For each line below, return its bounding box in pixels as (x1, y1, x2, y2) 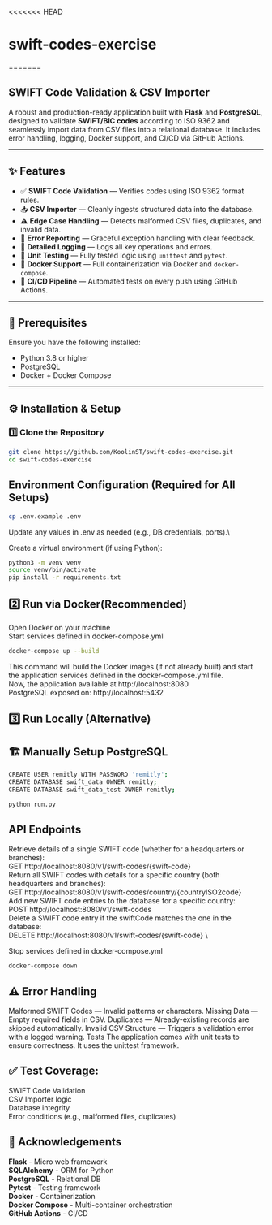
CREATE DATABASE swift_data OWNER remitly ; (8, 777, 158, 786)
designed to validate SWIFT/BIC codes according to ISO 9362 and (8, 115, 231, 125)
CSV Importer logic (8, 1094, 72, 1104)
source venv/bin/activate (8, 566, 96, 574)
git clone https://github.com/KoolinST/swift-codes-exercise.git (8, 448, 233, 457)
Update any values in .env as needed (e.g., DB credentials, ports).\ (8, 527, 231, 537)
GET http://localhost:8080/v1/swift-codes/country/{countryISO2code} (8, 887, 242, 897)
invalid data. (19, 224, 62, 234)
